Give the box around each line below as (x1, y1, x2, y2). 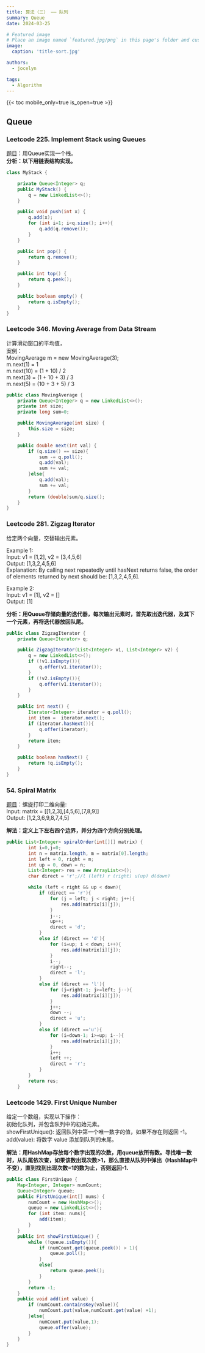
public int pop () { (17, 248, 67, 254)
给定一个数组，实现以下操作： (6, 1113, 81, 1120)
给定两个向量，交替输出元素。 (6, 534, 81, 542)
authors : (6, 59, 29, 66)
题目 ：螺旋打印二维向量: (6, 801, 67, 808)
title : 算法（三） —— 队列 (6, 9, 68, 15)
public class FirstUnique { (6, 1177, 78, 1183)
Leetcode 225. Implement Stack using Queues (6, 135, 146, 143)
